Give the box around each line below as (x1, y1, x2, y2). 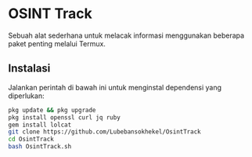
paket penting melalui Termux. (8, 38, 106, 48)
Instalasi (8, 62, 51, 75)
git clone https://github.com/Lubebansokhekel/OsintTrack (8, 128, 201, 136)
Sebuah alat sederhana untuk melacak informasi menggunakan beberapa (8, 31, 245, 40)
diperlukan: (8, 91, 45, 100)
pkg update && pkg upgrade (8, 106, 96, 114)
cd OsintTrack (8, 135, 55, 144)
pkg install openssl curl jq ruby (8, 113, 121, 122)
